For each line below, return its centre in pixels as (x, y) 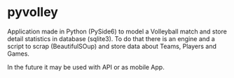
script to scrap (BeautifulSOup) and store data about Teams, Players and (112, 46)
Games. (19, 54)
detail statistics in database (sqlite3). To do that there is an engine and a (111, 38)
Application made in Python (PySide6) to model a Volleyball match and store (117, 31)
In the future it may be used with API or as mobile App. (86, 67)
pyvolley (33, 12)
